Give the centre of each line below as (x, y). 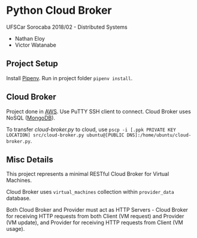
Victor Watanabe (36, 45)
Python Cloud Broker (59, 10)
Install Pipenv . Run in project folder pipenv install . (69, 78)
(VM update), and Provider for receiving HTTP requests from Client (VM (95, 222)
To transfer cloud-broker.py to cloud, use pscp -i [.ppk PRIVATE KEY (91, 129)
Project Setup (32, 64)
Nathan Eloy (30, 38)
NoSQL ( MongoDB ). (31, 118)
